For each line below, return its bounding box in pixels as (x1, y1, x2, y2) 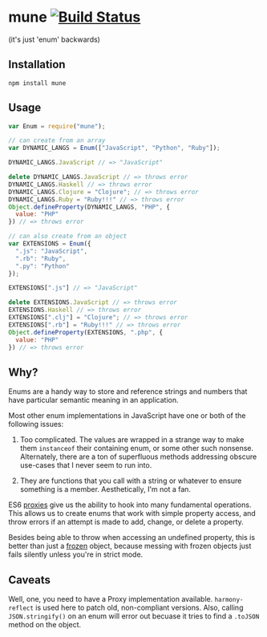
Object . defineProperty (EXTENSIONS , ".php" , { (8, 328, 163, 336)
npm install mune (8, 79, 67, 87)
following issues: (8, 420, 64, 429)
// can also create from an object (8, 233, 127, 241)
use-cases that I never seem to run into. (19, 461, 152, 470)
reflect (8, 604, 34, 613)
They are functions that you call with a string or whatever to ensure (19, 476, 242, 485)
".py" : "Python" (15, 262, 70, 270)
